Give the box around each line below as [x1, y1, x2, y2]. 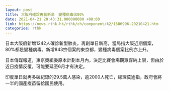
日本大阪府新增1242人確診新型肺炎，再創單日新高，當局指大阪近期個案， [5, 40, 156, 46]
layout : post [5, 7, 33, 12]
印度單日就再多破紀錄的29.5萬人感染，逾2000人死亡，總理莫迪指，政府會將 [5, 74, 162, 80]
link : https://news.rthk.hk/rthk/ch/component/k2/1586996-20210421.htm [5, 21, 158, 26]
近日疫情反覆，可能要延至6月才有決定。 [5, 63, 88, 69]
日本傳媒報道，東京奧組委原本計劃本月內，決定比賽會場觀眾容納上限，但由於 [5, 57, 164, 63]
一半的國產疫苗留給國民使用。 [5, 80, 67, 86]
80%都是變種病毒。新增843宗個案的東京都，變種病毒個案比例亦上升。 [5, 46, 151, 52]
